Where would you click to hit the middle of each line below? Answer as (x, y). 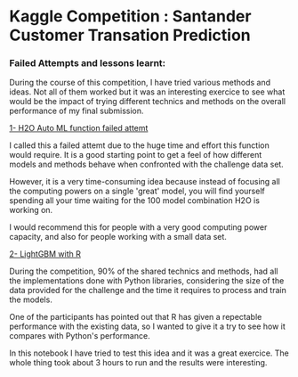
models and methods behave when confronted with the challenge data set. (147, 164)
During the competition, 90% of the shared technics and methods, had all (144, 271)
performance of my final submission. (77, 111)
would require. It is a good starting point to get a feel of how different (136, 155)
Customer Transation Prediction (130, 35)
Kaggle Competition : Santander (130, 16)
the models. (31, 299)
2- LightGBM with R (45, 254)
